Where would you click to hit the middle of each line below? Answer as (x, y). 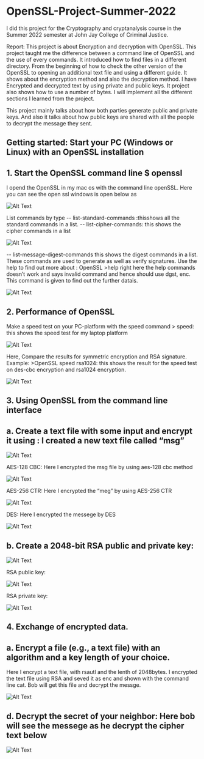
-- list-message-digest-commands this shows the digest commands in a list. (102, 254)
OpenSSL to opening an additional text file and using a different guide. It (97, 72)
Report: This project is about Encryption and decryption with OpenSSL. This (101, 46)
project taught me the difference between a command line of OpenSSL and (100, 53)
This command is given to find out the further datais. (72, 281)
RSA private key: (27, 596)
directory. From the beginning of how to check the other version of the (95, 66)
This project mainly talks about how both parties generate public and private (102, 110)
